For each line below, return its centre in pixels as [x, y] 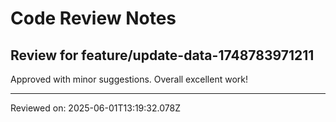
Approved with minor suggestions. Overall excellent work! [129, 79]
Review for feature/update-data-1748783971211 [162, 55]
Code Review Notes [93, 18]
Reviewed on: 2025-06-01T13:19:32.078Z [95, 108]
